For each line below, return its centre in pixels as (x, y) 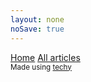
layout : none (37, 19)
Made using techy (41, 67)
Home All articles (45, 57)
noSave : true (37, 29)
